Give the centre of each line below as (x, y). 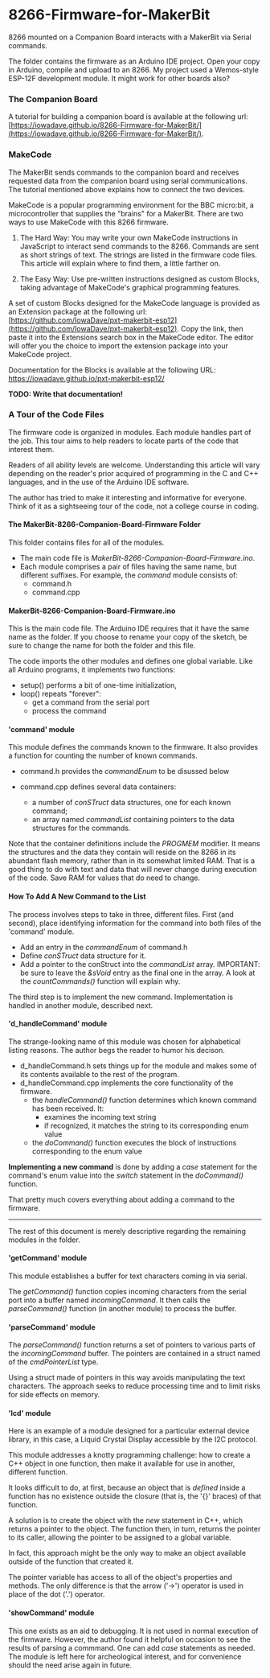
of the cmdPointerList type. (53, 1362)
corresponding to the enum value (87, 1151)
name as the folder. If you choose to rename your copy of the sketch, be (128, 637)
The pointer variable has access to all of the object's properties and (121, 1577)
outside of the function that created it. (71, 1561)
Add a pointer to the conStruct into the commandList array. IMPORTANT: (140, 964)
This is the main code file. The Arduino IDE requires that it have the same (129, 628)
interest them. (31, 449)
